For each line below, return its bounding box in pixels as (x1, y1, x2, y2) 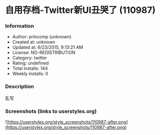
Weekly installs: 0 (12, 70, 49, 77)
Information (5, 23, 34, 30)
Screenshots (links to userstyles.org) (5, 108, 97, 115)
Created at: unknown (12, 39, 55, 45)
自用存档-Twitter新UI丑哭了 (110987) (5, 4, 156, 16)
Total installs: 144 (12, 66, 48, 71)
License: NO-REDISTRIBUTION (12, 50, 76, 56)
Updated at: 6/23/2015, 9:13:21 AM (12, 44, 83, 50)
